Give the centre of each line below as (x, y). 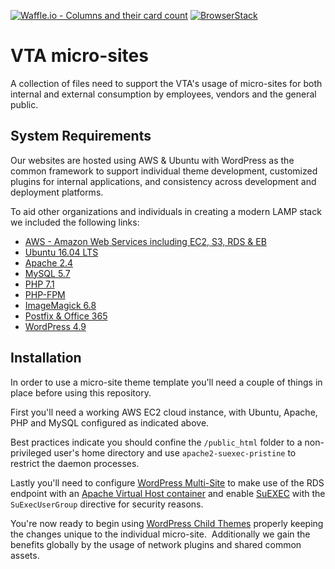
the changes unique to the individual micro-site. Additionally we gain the (160, 534)
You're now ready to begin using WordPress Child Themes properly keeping (167, 523)
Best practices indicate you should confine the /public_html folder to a (156, 442)
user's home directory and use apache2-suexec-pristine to (175, 452)
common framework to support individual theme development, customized (164, 171)
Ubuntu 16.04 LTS (61, 252)
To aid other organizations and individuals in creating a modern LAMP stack (166, 211)
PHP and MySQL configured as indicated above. (110, 422)
